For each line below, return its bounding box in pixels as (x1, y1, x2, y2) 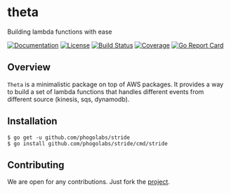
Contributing (7, 159, 65, 171)
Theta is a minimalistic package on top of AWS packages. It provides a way (7, 80, 224, 88)
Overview (7, 61, 51, 74)
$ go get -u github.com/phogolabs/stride (7, 134, 131, 141)
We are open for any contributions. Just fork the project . (7, 178, 171, 186)
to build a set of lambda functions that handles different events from (7, 87, 204, 95)
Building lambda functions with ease (7, 27, 112, 36)
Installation (7, 115, 58, 127)
